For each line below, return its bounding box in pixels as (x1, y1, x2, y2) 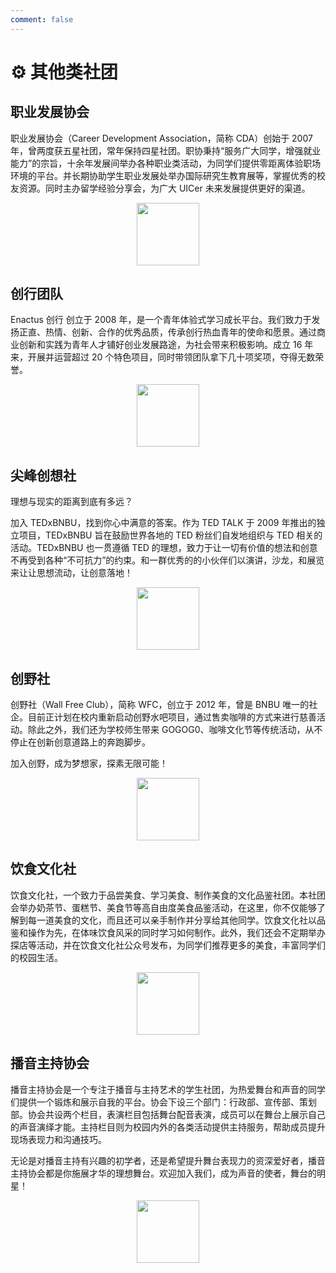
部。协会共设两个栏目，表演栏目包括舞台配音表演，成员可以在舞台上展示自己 (10, 1108, 326, 1120)
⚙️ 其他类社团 (10, 61, 118, 83)
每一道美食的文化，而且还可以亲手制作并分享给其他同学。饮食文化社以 (27, 914, 317, 926)
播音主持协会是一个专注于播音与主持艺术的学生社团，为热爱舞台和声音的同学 (10, 1083, 326, 1095)
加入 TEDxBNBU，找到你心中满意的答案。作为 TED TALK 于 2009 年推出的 (10, 517, 317, 529)
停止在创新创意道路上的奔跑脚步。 (10, 736, 151, 748)
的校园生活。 (10, 951, 63, 963)
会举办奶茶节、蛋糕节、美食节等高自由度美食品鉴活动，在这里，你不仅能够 (10, 901, 317, 913)
